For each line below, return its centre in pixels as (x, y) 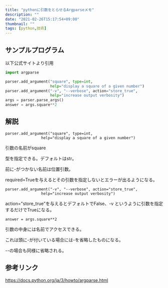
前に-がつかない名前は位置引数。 (39, 169)
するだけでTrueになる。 (30, 210)
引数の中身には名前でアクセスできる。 (45, 229)
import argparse (22, 72)
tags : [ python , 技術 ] (26, 29)
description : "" (22, 15)
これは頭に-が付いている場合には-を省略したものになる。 (64, 240)
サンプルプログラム (35, 50)
